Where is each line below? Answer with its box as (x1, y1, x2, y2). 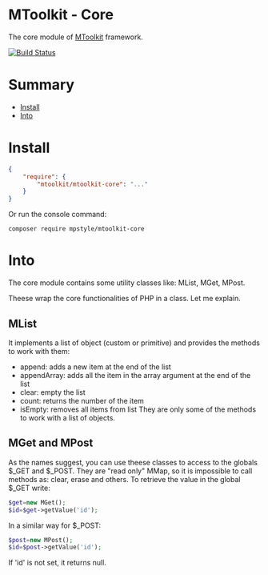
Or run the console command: (8, 210, 107, 219)
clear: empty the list (19, 387, 86, 397)
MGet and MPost (8, 436, 94, 450)
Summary (8, 76, 74, 94)
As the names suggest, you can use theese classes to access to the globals (8, 457, 258, 467)
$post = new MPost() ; (8, 536, 74, 544)
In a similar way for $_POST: (8, 521, 102, 530)
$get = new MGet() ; (8, 498, 66, 506)
